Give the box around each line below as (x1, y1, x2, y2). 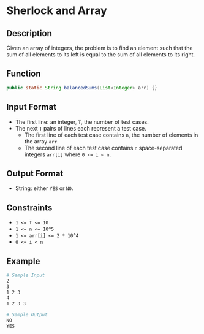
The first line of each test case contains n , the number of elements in (24, 131, 198, 139)
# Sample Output (6, 312, 48, 318)
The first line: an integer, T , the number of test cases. (15, 118, 149, 126)
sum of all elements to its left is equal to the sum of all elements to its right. (6, 51, 195, 58)
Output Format (6, 168, 64, 178)
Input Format (6, 102, 57, 112)
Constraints (6, 202, 53, 213)
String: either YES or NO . (15, 184, 74, 192)
